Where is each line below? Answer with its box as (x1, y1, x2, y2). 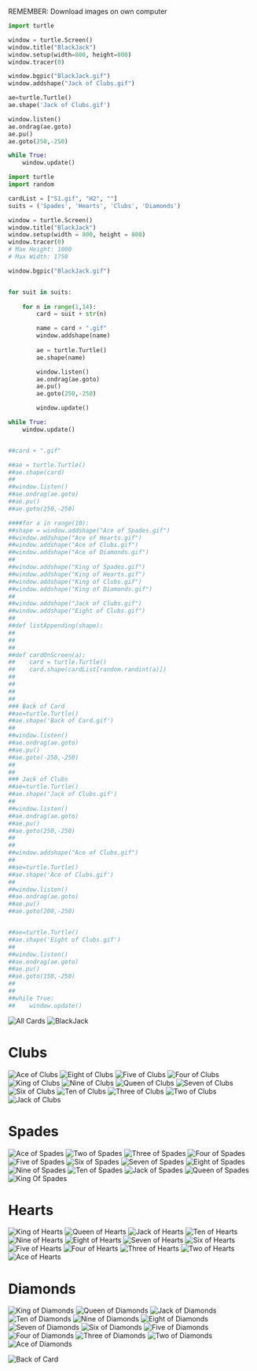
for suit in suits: (8, 288, 72, 296)
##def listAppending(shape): (8, 622, 104, 630)
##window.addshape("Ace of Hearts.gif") (8, 533, 143, 542)
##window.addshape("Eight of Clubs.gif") (8, 607, 146, 615)
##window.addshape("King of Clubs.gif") (8, 578, 143, 585)
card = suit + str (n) (36, 310, 108, 318)
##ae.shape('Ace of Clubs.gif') (8, 871, 114, 879)
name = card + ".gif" (36, 325, 108, 333)
